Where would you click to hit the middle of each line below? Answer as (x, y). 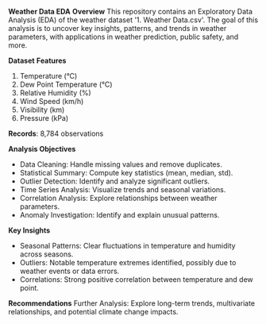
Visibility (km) (42, 110)
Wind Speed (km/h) (52, 101)
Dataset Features (37, 60)
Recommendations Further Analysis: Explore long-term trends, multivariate (132, 303)
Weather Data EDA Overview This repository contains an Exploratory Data (130, 12)
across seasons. (46, 254)
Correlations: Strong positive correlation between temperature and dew (137, 280)
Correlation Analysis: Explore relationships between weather (118, 198)
